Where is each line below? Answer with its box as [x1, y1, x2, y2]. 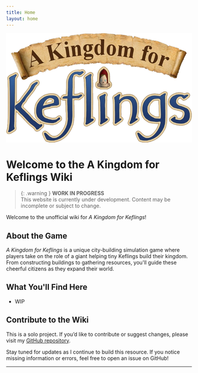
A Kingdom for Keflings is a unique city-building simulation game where [6, 246, 180, 253]
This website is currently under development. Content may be [20, 196, 171, 203]
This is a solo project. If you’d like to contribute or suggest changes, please [6, 331, 189, 338]
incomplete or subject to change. [20, 202, 101, 209]
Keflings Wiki [6, 170, 72, 184]
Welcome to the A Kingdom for [6, 158, 160, 171]
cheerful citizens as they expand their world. [6, 265, 114, 272]
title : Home [6, 9, 35, 15]
